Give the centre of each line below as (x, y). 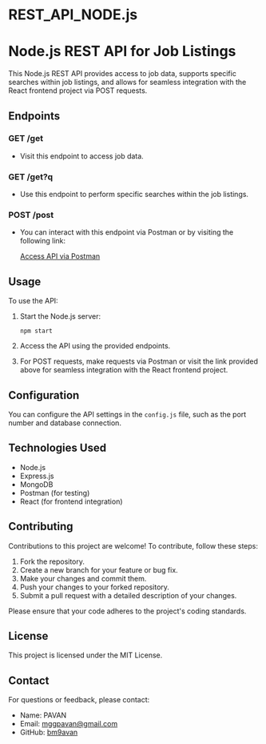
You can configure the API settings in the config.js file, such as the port (127, 415)
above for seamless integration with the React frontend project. (124, 370)
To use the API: (33, 301)
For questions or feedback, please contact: (79, 700)
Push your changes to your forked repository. (95, 587)
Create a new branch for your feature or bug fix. (99, 569)
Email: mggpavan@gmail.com (69, 724)
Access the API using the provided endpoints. (95, 346)
